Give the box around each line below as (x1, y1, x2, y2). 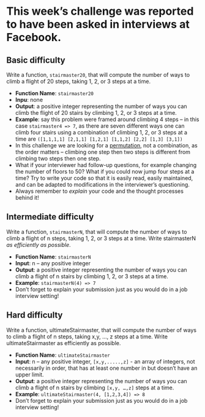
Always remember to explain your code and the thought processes (15, 187, 184, 195)
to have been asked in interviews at (6, 17, 190, 31)
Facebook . (6, 31, 61, 44)
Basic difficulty (6, 55, 65, 65)
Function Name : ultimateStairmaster (15, 351, 110, 359)
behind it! (15, 194, 39, 201)
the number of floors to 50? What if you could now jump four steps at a (15, 168, 195, 175)
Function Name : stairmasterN (15, 253, 91, 260)
